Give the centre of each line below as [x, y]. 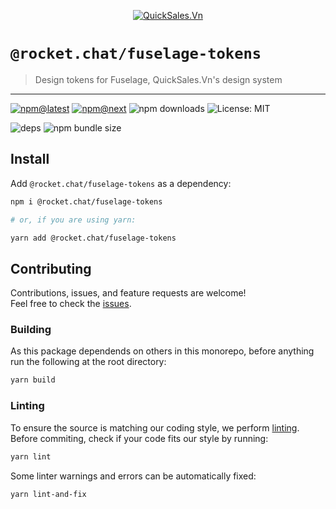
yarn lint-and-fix [48, 494]
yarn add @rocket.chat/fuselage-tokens [93, 238]
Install [30, 159]
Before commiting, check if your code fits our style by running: [139, 438]
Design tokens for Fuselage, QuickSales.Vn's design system [158, 79]
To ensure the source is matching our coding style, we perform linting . [155, 427]
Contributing [51, 268]
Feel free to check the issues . [71, 304]
